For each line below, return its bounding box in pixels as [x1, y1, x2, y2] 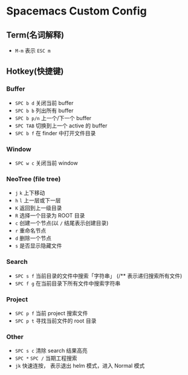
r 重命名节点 [15, 227, 47, 234]
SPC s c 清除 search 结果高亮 [15, 347, 88, 354]
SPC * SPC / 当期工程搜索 [15, 354, 77, 362]
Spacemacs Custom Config [6, 4, 147, 18]
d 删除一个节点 [15, 234, 51, 242]
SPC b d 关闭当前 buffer [15, 99, 74, 106]
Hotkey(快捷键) [6, 66, 64, 77]
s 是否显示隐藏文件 [15, 242, 62, 249]
